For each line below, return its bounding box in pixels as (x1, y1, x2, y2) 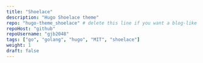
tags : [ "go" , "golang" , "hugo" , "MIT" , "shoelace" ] (6, 37, 140, 43)
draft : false (6, 48, 40, 54)
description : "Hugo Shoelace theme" (6, 14, 99, 20)
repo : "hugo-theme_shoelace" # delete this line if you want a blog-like (6, 20, 198, 26)
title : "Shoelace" (6, 8, 53, 15)
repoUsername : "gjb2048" (6, 31, 69, 37)
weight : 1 (6, 43, 32, 49)
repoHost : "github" (6, 25, 56, 32)
